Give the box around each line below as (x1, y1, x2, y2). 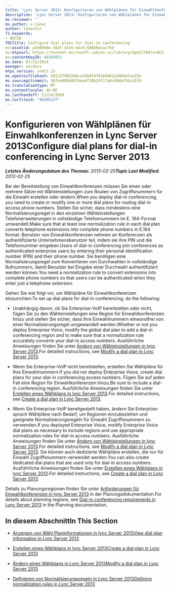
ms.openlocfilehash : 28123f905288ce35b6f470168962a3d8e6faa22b (5, 74, 142, 79)
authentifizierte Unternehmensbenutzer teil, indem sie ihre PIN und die (5, 237, 152, 243)
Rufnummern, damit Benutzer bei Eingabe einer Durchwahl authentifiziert (5, 264, 158, 270)
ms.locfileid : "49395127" (5, 97, 60, 102)
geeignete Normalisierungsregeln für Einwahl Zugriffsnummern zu (12, 416, 151, 423)
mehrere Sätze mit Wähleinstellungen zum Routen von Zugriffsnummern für (5, 189, 163, 195)
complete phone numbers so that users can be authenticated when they (5, 275, 156, 281)
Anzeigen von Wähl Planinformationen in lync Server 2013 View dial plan (12, 530, 163, 536)
